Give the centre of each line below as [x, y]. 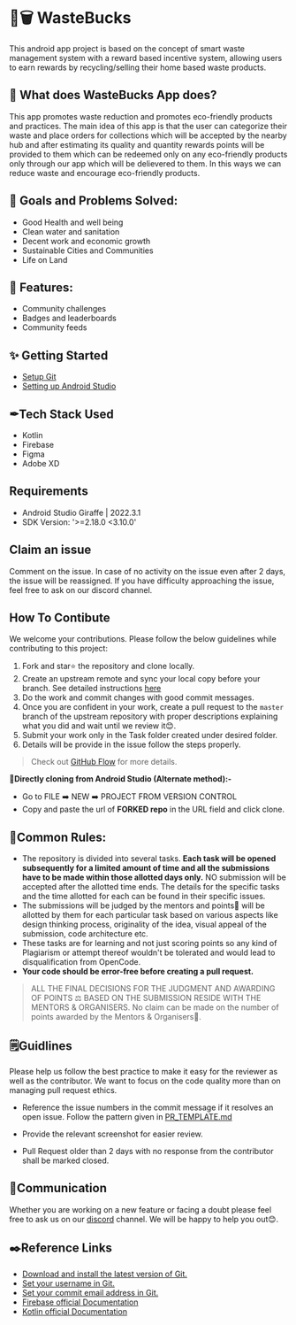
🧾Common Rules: [58, 837]
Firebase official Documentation [80, 1302]
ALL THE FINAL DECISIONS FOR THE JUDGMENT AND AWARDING [153, 989]
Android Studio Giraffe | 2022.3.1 [81, 512]
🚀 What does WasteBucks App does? [113, 95]
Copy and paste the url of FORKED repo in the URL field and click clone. [153, 809]
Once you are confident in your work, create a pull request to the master [153, 707]
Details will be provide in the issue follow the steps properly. [131, 744]
